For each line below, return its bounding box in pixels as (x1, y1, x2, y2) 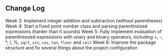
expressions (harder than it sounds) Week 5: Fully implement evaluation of (5, 28, 162, 35)
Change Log (5, 4, 45, 13)
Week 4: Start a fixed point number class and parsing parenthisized (5, 23, 148, 29)
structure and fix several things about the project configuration (5, 44, 138, 50)
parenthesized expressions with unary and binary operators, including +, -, (5, 34, 163, 40)
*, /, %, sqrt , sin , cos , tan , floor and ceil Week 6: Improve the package (5, 39, 156, 45)
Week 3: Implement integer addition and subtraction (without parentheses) (5, 17, 163, 23)
